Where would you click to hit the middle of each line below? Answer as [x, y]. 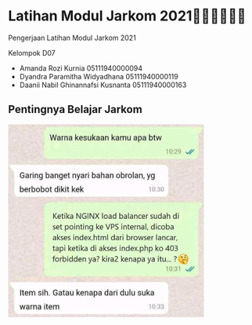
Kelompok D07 [32, 53]
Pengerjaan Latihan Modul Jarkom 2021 [72, 38]
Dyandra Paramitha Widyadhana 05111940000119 [99, 76]
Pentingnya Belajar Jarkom [75, 110]
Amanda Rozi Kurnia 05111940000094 [81, 68]
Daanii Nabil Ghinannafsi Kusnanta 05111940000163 [103, 85]
